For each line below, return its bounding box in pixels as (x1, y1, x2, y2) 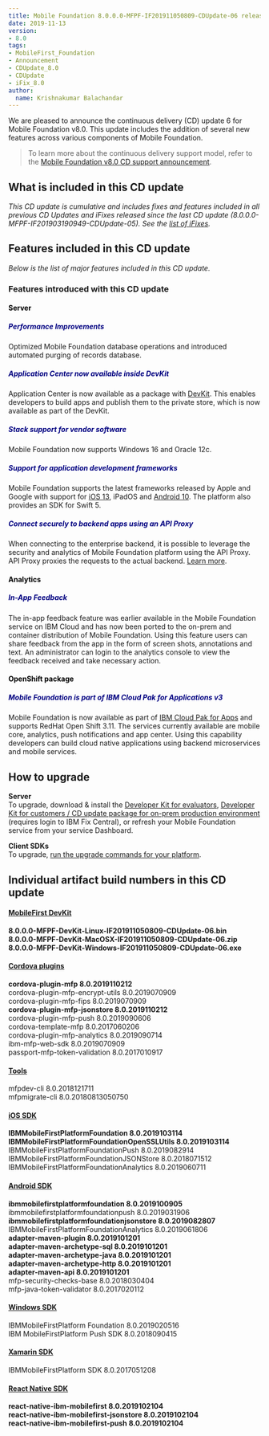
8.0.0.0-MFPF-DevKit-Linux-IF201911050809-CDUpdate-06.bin (8, 925, 227, 936)
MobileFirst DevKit (8, 908, 72, 918)
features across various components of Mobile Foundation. (8, 133, 203, 143)
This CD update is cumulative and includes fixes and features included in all (8, 202, 260, 211)
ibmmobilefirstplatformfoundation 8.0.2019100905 (8, 1198, 183, 1209)
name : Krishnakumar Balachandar (15, 94, 124, 102)
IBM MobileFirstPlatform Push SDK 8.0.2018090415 (8, 1328, 178, 1338)
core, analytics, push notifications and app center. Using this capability (8, 730, 243, 740)
